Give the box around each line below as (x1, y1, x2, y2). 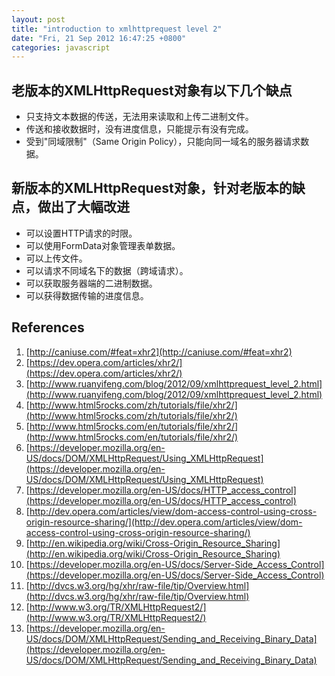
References (11, 319, 85, 336)
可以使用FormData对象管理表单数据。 (25, 239, 181, 251)
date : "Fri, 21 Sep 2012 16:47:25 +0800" (11, 33, 187, 43)
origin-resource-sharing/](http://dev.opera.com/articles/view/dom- (25, 516, 303, 528)
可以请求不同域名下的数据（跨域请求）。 (25, 264, 189, 276)
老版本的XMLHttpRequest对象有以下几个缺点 (11, 82, 293, 99)
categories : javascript (11, 42, 111, 53)
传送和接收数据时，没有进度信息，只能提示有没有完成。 (25, 123, 254, 135)
